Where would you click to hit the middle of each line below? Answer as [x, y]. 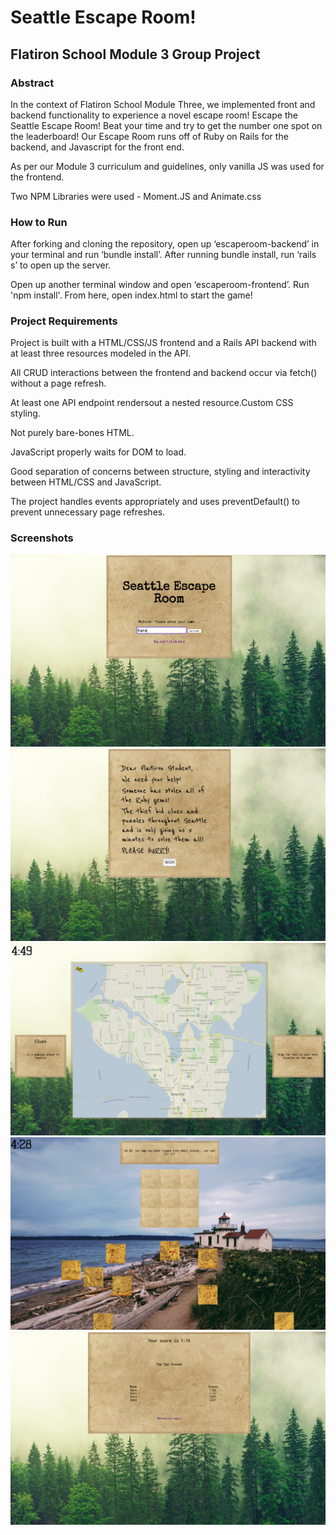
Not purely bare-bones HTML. [72, 433]
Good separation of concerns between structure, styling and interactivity [160, 472]
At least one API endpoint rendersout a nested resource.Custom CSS [152, 403]
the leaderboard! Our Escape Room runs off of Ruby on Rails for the [149, 136]
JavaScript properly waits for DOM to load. [98, 452]
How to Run [39, 222]
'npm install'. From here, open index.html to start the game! [131, 295]
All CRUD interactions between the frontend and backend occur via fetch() [164, 373]
